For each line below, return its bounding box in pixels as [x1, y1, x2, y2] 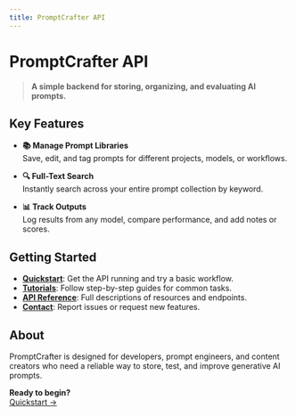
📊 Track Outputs [21, 201, 87, 212]
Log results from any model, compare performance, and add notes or [21, 215, 277, 225]
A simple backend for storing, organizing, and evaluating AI [30, 81, 257, 92]
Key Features [9, 116, 85, 131]
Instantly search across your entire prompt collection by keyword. [21, 184, 264, 194]
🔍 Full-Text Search [21, 171, 95, 182]
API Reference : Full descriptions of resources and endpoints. [21, 292, 248, 303]
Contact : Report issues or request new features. [21, 302, 201, 313]
